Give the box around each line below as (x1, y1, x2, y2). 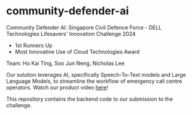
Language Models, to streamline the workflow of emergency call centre (6, 77, 182, 85)
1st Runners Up (14, 42, 53, 49)
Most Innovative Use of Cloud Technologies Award (14, 48, 140, 55)
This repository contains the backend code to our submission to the (6, 95, 173, 102)
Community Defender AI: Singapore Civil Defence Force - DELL (6, 24, 162, 31)
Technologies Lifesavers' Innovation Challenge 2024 (6, 30, 136, 37)
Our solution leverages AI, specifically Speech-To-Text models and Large (6, 71, 187, 78)
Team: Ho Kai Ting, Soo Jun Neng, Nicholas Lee (6, 60, 125, 67)
